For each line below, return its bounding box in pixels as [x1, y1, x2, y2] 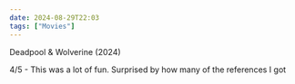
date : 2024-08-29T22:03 [9, 13, 100, 23]
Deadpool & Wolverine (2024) [9, 46, 121, 57]
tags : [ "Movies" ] [9, 22, 76, 31]
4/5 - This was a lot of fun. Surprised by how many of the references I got [9, 64, 287, 75]
